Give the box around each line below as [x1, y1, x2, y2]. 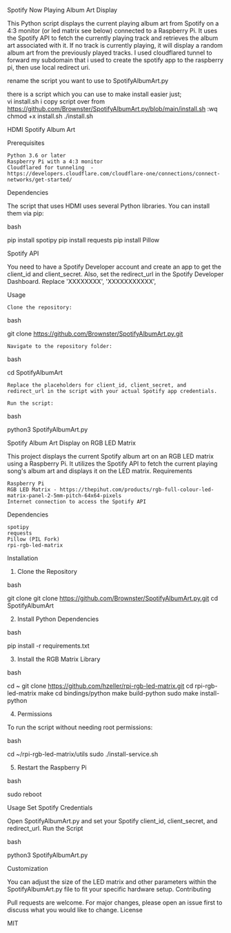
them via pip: [7, 209, 44, 217]
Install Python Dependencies [17, 615, 99, 623]
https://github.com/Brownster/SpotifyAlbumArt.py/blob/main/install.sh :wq [7, 105, 218, 113]
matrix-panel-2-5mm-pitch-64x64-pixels [7, 492, 122, 499]
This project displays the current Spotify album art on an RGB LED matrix [7, 452, 214, 460]
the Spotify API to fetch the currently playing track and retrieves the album [7, 34, 219, 42]
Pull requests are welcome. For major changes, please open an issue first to [7, 898, 223, 907]
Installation [7, 554, 39, 562]
